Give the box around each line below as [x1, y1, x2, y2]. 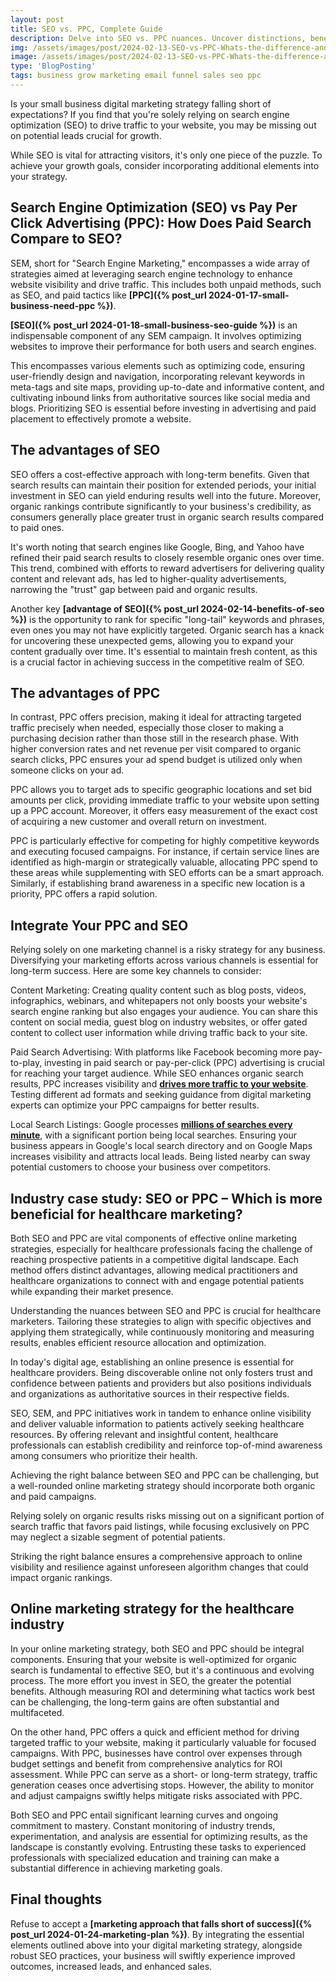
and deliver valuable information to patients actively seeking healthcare [10, 1417, 305, 1430]
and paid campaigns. [10, 1490, 97, 1502]
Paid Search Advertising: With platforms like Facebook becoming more [10, 1046, 302, 1058]
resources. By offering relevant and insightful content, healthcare [10, 1428, 279, 1440]
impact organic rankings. [10, 1571, 113, 1583]
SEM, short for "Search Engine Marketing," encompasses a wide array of [10, 257, 311, 269]
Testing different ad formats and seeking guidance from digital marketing [10, 1089, 312, 1101]
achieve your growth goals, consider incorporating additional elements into [10, 159, 320, 171]
